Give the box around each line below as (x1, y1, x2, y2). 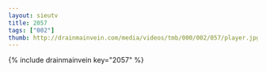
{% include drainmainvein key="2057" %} (8, 55, 145, 65)
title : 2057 (8, 19, 47, 27)
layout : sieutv (8, 11, 59, 20)
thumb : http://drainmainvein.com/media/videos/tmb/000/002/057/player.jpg (8, 33, 260, 42)
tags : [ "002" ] (8, 26, 55, 34)
